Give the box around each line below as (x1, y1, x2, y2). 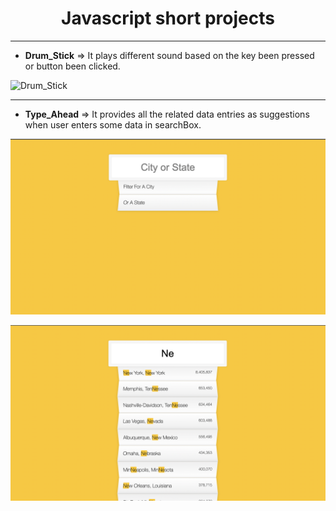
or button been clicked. (24, 60, 121, 72)
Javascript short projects (61, 7, 275, 30)
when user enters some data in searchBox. (24, 118, 202, 131)
